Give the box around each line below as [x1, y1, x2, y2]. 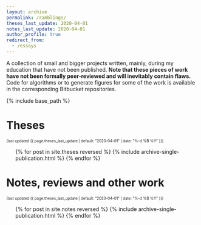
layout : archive [6, 9, 47, 15]
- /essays [12, 43, 36, 49]
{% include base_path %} [6, 97, 70, 104]
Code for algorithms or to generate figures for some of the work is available [6, 78, 196, 86]
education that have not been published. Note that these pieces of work [6, 66, 188, 73]
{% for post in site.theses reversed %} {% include [15, 148, 140, 155]
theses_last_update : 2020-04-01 [6, 20, 88, 26]
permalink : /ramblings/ [6, 15, 67, 21]
